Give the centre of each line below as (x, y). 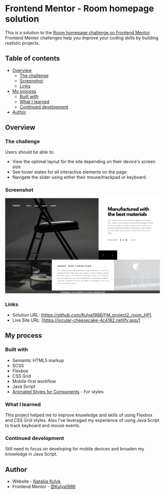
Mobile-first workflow (34, 381)
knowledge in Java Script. (31, 454)
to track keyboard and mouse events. (43, 425)
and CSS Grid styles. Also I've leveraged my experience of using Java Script (82, 420)
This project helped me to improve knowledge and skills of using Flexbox (79, 415)
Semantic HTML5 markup (38, 360)
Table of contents (32, 59)
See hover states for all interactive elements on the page (69, 172)
